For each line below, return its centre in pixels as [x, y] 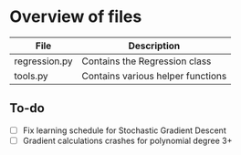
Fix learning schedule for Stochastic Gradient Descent [124, 130]
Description [154, 46]
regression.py [43, 61]
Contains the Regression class [147, 61]
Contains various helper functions [154, 76]
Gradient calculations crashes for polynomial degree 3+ [127, 140]
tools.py [31, 76]
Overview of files [76, 17]
